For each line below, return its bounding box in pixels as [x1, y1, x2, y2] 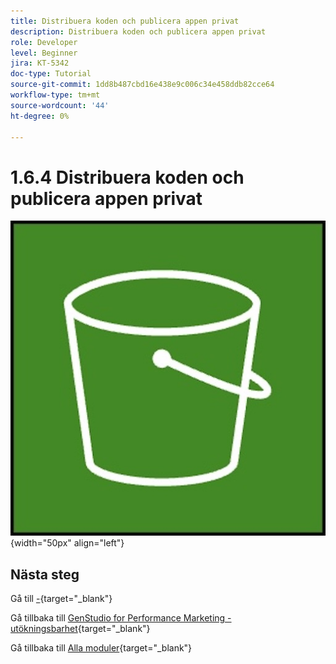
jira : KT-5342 [10, 58, 70, 69]
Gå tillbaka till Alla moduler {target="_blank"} [10, 642, 193, 654]
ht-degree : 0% [10, 111, 70, 121]
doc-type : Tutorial [10, 69, 92, 79]
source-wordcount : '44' [10, 100, 110, 110]
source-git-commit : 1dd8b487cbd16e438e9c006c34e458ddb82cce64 [10, 80, 275, 90]
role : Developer [10, 37, 78, 47]
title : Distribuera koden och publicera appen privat [10, 16, 240, 26]
